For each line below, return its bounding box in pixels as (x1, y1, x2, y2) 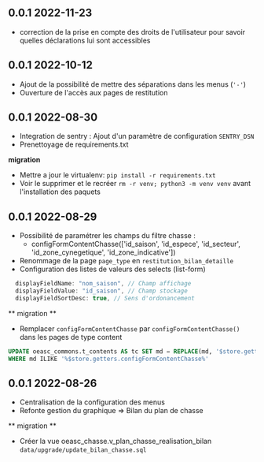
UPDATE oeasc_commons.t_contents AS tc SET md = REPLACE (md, (8, 347, 213, 356)
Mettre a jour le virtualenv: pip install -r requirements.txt (19, 170, 216, 180)
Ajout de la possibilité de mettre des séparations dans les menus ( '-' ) (19, 79, 246, 89)
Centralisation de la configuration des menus (19, 397, 165, 407)
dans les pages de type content (19, 332, 123, 341)
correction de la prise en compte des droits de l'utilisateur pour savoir (19, 27, 246, 36)
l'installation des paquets (19, 187, 101, 196)
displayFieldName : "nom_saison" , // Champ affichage (15, 280, 192, 288)
